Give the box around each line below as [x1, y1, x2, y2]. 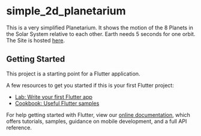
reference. [6, 124, 32, 131]
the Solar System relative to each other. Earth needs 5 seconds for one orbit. [6, 30, 196, 37]
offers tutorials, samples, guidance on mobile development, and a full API [6, 117, 187, 125]
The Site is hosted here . [6, 37, 65, 44]
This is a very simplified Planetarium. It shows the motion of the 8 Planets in [6, 24, 194, 31]
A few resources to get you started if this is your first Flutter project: [6, 81, 174, 89]
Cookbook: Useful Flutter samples [14, 99, 100, 107]
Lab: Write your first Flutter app [14, 93, 93, 100]
